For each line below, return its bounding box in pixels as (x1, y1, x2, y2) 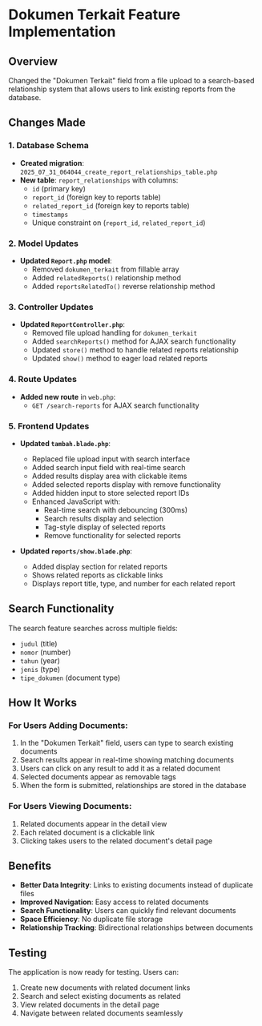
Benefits (8, 859, 52, 873)
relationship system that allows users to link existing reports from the (8, 84, 236, 94)
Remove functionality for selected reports (43, 530, 182, 540)
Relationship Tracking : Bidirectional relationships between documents (19, 923, 254, 932)
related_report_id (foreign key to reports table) (31, 200, 190, 210)
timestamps (31, 211, 69, 219)
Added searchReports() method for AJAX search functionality (31, 336, 236, 346)
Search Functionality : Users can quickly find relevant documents (19, 906, 236, 915)
